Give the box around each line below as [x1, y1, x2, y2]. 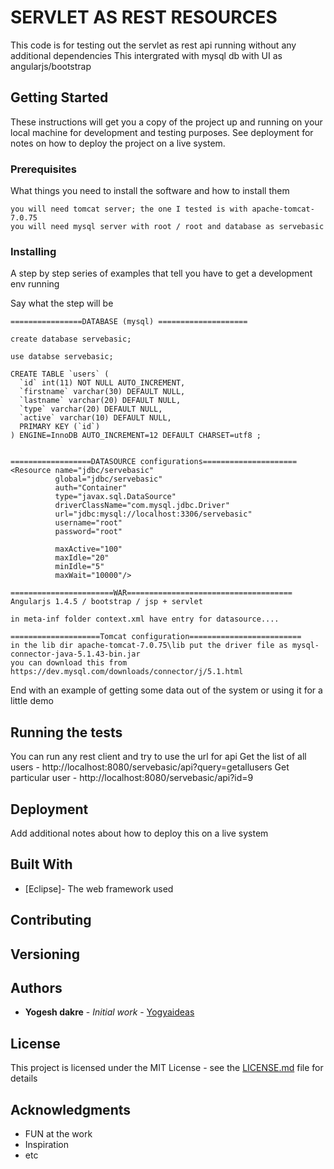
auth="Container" [54, 483, 128, 493]
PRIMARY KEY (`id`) [19, 422, 101, 432]
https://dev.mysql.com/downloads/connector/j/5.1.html [10, 667, 244, 677]
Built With [10, 856, 73, 873]
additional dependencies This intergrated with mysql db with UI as [10, 49, 283, 61]
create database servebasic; [10, 334, 132, 345]
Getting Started [10, 89, 109, 106]
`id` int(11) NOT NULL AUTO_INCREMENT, [19, 378, 186, 388]
